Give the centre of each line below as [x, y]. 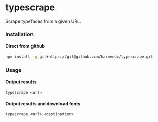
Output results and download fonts [43, 104]
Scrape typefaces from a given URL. [43, 21]
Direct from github [25, 46]
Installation [20, 34]
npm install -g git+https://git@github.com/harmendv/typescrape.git [79, 57]
